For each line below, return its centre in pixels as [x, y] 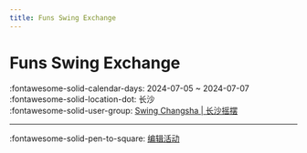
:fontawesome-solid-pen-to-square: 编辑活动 [95, 138]
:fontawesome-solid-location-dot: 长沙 [82, 99]
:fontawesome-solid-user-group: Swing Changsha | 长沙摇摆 [124, 110]
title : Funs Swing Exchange [63, 18]
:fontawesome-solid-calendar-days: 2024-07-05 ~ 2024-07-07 [129, 88]
